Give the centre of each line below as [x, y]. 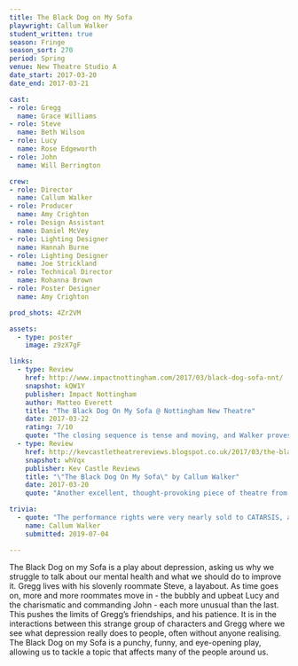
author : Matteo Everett [69, 403]
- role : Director [41, 190]
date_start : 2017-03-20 [53, 75]
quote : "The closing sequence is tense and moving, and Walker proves [158, 435]
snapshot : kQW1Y [55, 386]
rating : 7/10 [49, 427]
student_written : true [51, 34]
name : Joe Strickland [57, 264]
